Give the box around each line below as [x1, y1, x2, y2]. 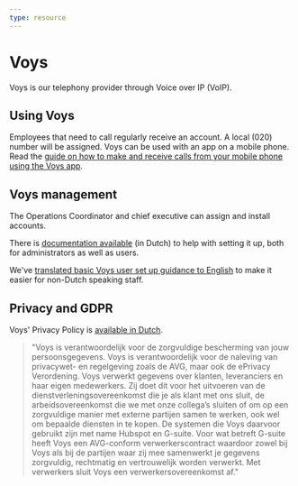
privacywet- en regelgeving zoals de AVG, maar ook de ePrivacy [31, 362, 271, 371]
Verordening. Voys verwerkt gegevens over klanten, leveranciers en [31, 371, 284, 381]
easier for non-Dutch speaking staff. [9, 274, 144, 285]
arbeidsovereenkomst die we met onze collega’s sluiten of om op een [31, 399, 289, 410]
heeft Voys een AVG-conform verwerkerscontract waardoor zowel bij [31, 438, 288, 448]
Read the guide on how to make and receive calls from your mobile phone [9, 151, 284, 162]
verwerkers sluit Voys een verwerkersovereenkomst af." [31, 466, 239, 477]
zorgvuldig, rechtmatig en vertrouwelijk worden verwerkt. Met [31, 457, 261, 467]
